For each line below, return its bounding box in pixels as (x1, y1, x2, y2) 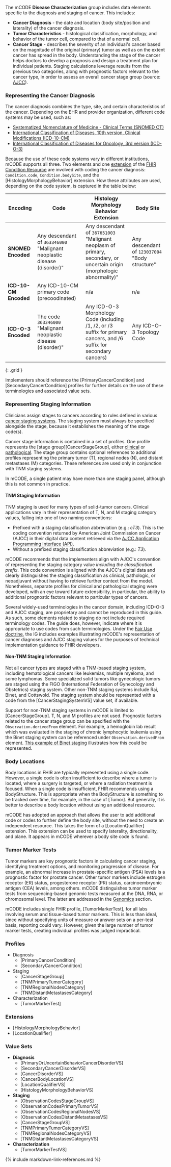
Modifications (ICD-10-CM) (12, 135, 70, 141)
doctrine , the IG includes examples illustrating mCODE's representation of (5, 631, 160, 637)
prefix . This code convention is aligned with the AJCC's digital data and (5, 567, 155, 573)
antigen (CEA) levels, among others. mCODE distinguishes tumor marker (5, 885, 157, 891)
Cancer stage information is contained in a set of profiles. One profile (5, 438, 151, 444)
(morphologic (85, 267, 118, 274)
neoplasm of (85, 242, 116, 249)
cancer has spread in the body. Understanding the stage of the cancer (12, 52, 161, 58)
